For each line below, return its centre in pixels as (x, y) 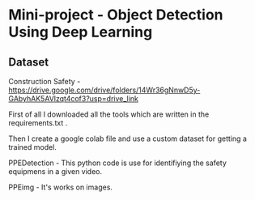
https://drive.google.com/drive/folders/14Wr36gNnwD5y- (104, 90)
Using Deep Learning (81, 32)
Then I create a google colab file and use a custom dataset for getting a (127, 138)
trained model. (32, 147)
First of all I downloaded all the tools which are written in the (109, 114)
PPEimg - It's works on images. (61, 187)
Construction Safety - (45, 81)
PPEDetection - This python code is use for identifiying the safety (117, 163)
